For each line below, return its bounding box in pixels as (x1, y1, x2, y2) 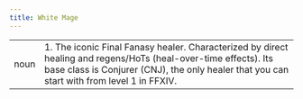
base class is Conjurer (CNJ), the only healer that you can (43, 63, 289, 76)
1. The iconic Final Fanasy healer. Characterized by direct (43, 40, 289, 53)
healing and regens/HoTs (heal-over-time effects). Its (43, 51, 273, 64)
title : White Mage (9, 13, 78, 22)
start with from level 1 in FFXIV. (43, 74, 178, 86)
